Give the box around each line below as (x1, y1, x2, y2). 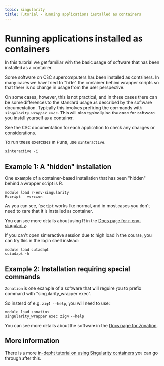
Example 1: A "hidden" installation (5, 162, 112, 170)
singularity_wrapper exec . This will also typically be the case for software (5, 110, 155, 116)
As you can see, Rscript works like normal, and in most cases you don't (5, 203, 150, 209)
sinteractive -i (5, 149, 38, 154)
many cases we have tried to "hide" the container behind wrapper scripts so (5, 80, 159, 85)
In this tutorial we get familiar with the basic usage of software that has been (5, 59, 160, 65)
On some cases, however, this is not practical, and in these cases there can (5, 94, 158, 100)
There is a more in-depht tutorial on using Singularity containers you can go (5, 350, 158, 356)
